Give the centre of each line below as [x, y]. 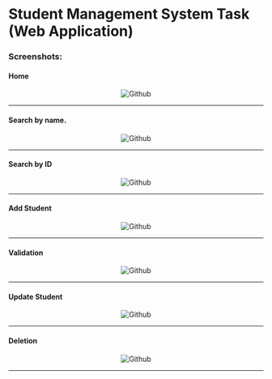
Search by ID [30, 164]
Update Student [36, 296]
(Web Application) [71, 31]
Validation [26, 253]
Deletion [23, 340]
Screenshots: [36, 57]
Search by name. [38, 120]
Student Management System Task [129, 14]
